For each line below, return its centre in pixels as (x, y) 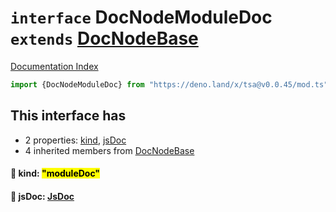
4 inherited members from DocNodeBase (109, 150)
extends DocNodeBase (104, 38)
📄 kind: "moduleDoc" (55, 173)
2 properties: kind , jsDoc (75, 140)
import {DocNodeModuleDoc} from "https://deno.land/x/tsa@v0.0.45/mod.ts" (169, 84)
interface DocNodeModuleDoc (141, 17)
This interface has (68, 116)
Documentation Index (54, 66)
